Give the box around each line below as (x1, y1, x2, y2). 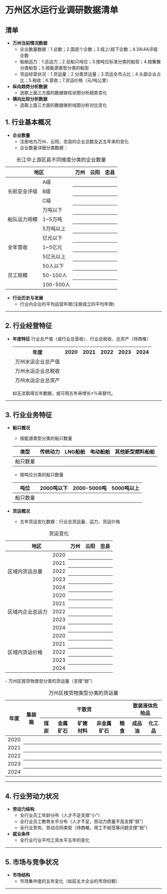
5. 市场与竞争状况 (5, 858, 59, 866)
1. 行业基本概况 (5, 118, 51, 127)
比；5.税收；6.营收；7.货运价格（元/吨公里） (19, 78, 111, 83)
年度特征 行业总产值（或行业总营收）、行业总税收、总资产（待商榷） (12, 336, 151, 342)
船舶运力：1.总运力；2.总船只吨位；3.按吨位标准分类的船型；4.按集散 (19, 59, 161, 65)
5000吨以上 (111, 485, 140, 492)
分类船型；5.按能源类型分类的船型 (19, 65, 89, 71)
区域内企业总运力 (7, 609, 48, 616)
